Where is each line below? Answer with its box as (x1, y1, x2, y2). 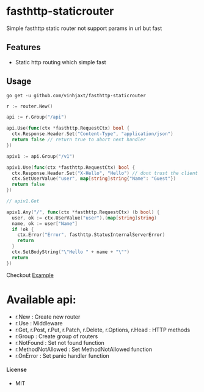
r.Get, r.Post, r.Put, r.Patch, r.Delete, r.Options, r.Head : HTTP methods (15, 326, 191, 333)
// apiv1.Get (6, 198, 40, 204)
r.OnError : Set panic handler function (15, 352, 110, 359)
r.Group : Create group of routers (15, 332, 98, 340)
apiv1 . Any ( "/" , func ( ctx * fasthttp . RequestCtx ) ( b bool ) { (6, 209, 160, 215)
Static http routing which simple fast (15, 58, 106, 65)
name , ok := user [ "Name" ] (12, 220, 78, 227)
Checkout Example (6, 271, 54, 279)
